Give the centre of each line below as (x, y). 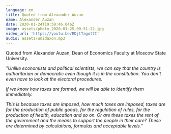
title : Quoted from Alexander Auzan (45, 15)
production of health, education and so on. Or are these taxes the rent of (82, 115)
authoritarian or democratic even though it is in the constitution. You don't (83, 73)
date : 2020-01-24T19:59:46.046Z (40, 24)
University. (17, 58)
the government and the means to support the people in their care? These (83, 120)
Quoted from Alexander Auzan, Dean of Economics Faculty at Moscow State (86, 53)
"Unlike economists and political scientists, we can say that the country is (83, 68)
